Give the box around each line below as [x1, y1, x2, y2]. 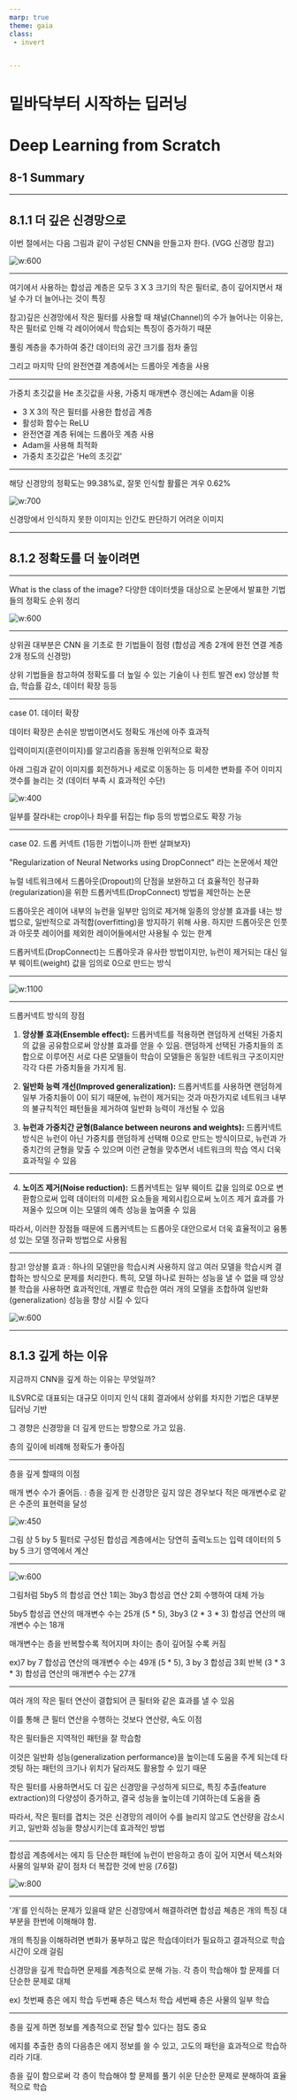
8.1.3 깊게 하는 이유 [9, 1348, 109, 1363]
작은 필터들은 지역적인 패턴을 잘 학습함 [9, 1733, 141, 1743]
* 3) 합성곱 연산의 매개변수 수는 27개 [9, 1668, 136, 1679]
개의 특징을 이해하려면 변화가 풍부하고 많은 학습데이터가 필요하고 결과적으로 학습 [9, 1934, 286, 1945]
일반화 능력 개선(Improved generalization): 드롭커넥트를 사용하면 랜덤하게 [21, 1081, 283, 1092]
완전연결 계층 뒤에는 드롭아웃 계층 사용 [21, 428, 155, 439]
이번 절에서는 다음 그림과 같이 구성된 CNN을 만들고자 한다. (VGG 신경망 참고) [9, 238, 275, 249]
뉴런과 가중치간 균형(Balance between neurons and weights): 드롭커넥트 [21, 1122, 283, 1133]
